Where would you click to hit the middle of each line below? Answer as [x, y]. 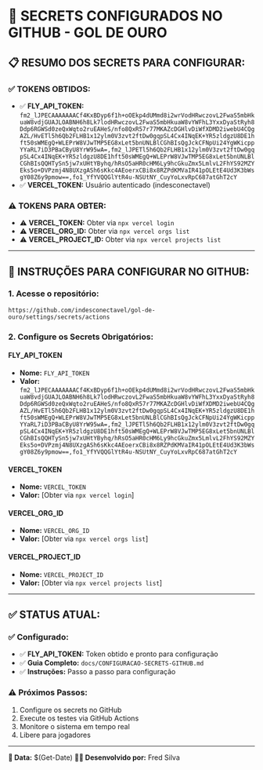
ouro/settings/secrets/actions [59, 317]
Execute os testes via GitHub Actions [79, 718]
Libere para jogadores [55, 735]
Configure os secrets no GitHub [70, 710]
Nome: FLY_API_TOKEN [54, 373]
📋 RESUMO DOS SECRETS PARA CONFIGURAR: [127, 62]
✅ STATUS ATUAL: [54, 614]
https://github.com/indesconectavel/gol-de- [82, 310]
